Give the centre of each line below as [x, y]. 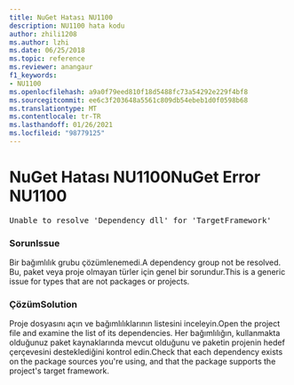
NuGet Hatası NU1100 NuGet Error [135, 177]
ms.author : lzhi [39, 42]
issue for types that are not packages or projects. [99, 282]
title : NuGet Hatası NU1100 [61, 17]
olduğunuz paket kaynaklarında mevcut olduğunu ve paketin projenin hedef [147, 342]
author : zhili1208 [43, 34]
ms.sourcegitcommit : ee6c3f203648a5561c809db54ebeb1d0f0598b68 [129, 100]
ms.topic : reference [48, 59]
